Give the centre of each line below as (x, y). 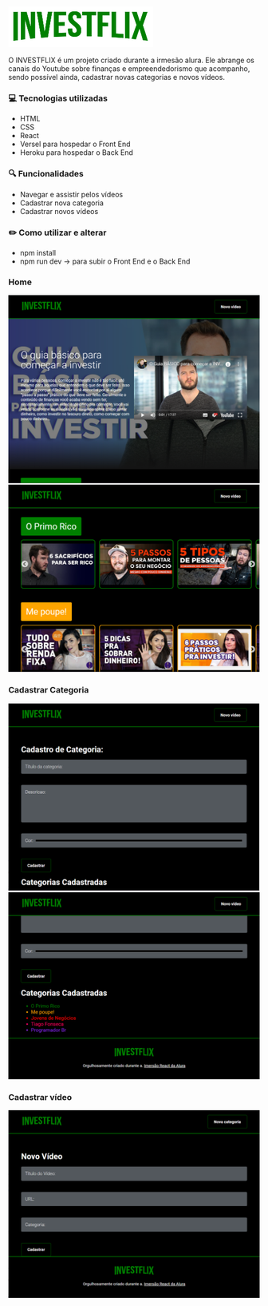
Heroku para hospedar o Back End (77, 153)
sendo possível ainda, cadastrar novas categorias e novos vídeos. (117, 77)
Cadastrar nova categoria (61, 203)
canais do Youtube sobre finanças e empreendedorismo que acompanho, (129, 69)
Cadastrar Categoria (49, 690)
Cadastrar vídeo (40, 1098)
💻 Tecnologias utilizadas (58, 98)
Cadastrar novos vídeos (59, 211)
